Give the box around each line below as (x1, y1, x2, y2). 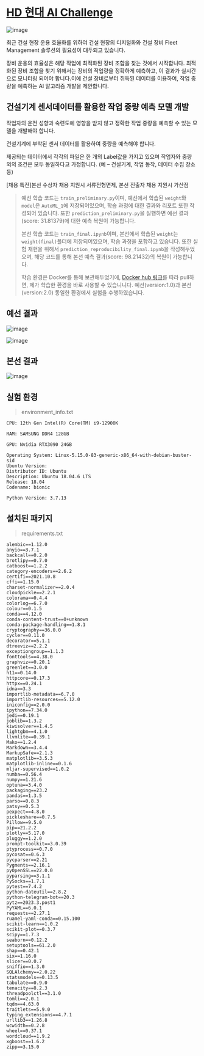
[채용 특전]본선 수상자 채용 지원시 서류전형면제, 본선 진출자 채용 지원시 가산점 (6, 181, 189, 188)
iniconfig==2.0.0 (6, 702, 51, 708)
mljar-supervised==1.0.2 (6, 766, 69, 772)
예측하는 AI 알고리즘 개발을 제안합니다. (17, 82, 109, 89)
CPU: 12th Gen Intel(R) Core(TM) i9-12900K (6, 420, 119, 426)
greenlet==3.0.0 (6, 665, 47, 671)
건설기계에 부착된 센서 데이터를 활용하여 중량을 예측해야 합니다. (6, 140, 157, 147)
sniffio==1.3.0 (6, 964, 45, 970)
